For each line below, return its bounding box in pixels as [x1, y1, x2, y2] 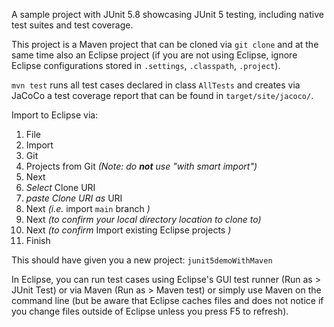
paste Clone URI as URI [25, 192, 123, 204]
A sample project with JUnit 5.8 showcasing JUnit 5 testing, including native [11, 9, 324, 20]
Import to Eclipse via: [11, 109, 99, 121]
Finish [25, 235, 51, 246]
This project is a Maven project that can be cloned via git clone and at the [11, 39, 319, 50]
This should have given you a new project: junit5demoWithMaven [11, 254, 273, 266]
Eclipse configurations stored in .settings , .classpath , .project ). [11, 60, 281, 71]
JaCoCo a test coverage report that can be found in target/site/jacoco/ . [11, 90, 314, 101]
